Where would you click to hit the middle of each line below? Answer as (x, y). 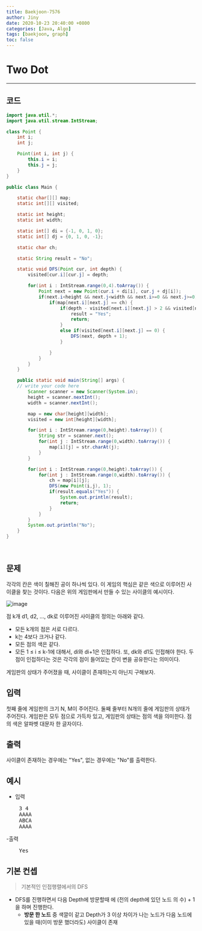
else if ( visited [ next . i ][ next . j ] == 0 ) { (112, 331)
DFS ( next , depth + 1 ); (99, 336)
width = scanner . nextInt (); (63, 403)
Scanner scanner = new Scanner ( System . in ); (83, 392)
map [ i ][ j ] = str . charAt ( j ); (84, 447)
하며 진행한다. (38, 907)
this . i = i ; (43, 159)
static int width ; (40, 220)
